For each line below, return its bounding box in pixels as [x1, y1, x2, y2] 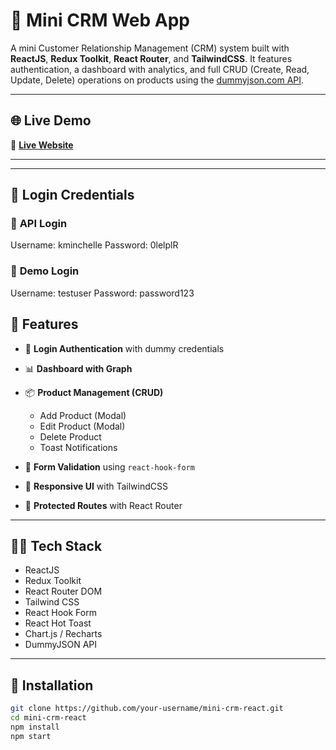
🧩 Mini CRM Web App [10, 9, 190, 32]
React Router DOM [24, 585, 103, 598]
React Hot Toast [24, 617, 92, 629]
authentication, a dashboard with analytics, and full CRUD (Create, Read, [10, 63, 310, 75]
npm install [10, 722, 60, 732]
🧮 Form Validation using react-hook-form [24, 460, 195, 473]
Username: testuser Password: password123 [10, 287, 195, 299]
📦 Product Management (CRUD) [24, 386, 164, 398]
